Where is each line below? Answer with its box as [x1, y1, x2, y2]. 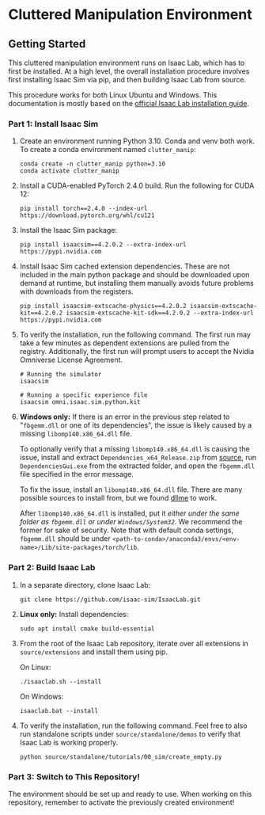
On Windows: [19, 691, 64, 701]
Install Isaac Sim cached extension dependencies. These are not [19, 261, 230, 271]
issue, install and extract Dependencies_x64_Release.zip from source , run [19, 453, 257, 463]
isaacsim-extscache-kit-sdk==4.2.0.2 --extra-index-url [66, 309, 255, 318]
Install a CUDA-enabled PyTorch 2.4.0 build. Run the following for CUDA [19, 181, 255, 191]
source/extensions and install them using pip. [19, 647, 168, 657]
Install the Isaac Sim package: [19, 226, 117, 235]
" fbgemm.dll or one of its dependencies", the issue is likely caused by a [19, 421, 252, 430]
